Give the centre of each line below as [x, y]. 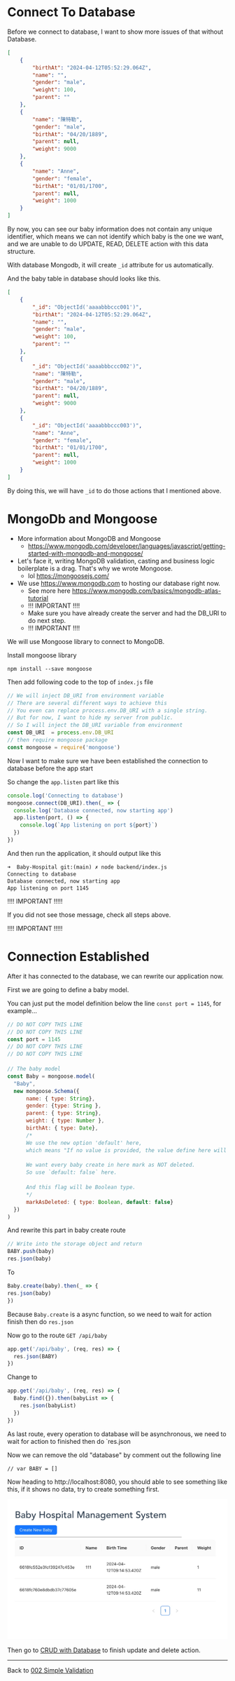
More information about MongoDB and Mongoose [89, 538]
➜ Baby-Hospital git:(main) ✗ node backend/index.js [87, 867]
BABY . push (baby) [31, 1252]
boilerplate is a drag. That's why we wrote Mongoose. [95, 568]
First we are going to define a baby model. [68, 989]
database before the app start [50, 768]
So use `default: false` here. [71, 1172]
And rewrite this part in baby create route [66, 1230]
